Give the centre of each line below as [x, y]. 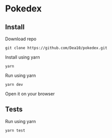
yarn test [15, 130]
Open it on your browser [30, 94]
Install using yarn [23, 57]
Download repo [21, 39]
